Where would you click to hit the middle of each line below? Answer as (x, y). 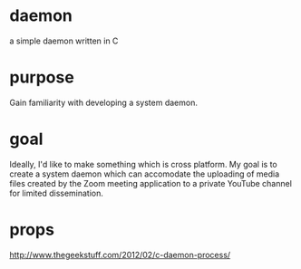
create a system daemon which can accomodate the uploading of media (144, 174)
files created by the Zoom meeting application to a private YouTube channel (151, 183)
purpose (42, 77)
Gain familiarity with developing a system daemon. (103, 102)
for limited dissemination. (57, 193)
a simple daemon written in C (64, 41)
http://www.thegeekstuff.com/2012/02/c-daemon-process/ (120, 255)
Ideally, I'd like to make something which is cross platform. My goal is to (144, 164)
